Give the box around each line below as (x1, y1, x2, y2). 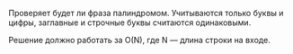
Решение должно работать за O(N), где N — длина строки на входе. (8, 35, 271, 45)
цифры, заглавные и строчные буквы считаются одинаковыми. (8, 17, 252, 28)
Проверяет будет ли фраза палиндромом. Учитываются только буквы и (8, 8, 284, 18)
